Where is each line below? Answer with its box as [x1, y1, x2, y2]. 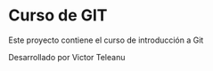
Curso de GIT [8, 5, 108, 26]
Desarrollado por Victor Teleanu [8, 51, 126, 62]
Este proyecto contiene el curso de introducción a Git [8, 35, 204, 45]
